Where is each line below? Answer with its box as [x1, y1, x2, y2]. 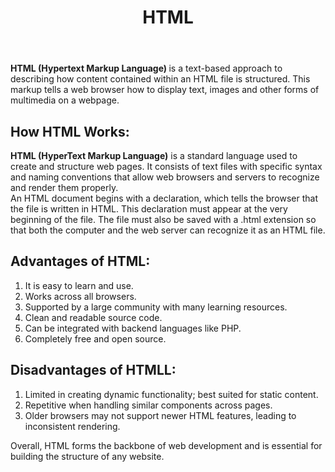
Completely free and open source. [24, 332, 167, 345]
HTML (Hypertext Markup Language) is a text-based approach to [10, 62, 283, 75]
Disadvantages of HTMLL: [10, 362, 177, 379]
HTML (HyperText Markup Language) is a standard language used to [10, 150, 298, 161]
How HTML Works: [10, 123, 130, 140]
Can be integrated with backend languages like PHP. [24, 322, 242, 334]
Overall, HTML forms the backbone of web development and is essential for [10, 439, 323, 451]
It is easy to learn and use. [24, 279, 134, 291]
